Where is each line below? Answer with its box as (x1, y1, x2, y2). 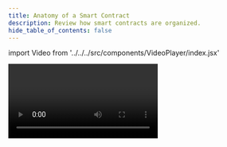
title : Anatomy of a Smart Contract (8, 11, 130, 20)
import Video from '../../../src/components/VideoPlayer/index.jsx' (8, 48, 220, 58)
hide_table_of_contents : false (8, 26, 112, 34)
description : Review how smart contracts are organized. (8, 19, 202, 27)
